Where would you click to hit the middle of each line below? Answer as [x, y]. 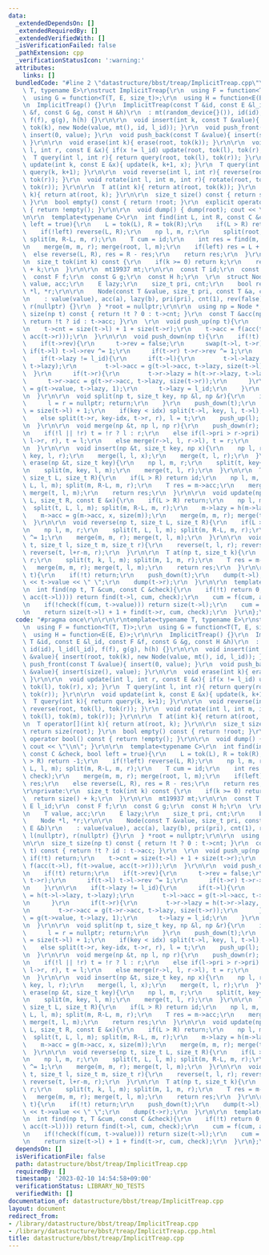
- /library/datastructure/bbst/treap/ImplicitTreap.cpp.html [112, 1231]
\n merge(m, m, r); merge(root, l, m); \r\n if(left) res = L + [141, 247]
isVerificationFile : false [60, 1156]
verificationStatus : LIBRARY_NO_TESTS [80, 1186]
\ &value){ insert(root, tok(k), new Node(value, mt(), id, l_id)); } [143, 657]
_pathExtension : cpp [50, 53]
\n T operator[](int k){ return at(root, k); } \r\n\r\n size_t [134, 724]
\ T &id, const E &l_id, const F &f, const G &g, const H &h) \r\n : [141, 642]
